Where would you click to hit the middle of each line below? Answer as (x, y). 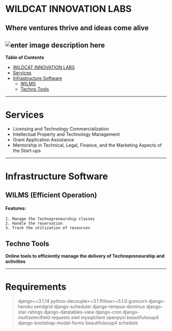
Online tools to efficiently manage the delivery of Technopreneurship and (85, 256)
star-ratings (30, 312)
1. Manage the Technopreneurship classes (50, 219)
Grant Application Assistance (43, 140)
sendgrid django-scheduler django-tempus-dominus (90, 306)
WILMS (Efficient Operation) (51, 195)
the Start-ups (27, 151)
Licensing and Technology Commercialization (61, 129)
